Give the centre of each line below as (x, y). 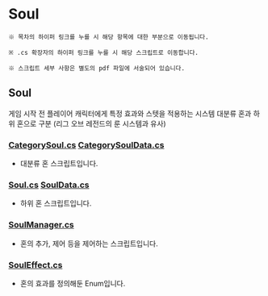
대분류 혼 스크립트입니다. (59, 164)
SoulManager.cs (41, 225)
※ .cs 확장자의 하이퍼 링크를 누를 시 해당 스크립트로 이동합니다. (104, 52)
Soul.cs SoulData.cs (49, 185)
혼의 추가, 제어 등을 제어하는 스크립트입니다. (89, 244)
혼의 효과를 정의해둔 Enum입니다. (73, 283)
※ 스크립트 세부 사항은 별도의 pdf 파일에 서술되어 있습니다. (97, 68)
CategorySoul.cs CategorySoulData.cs (86, 144)
